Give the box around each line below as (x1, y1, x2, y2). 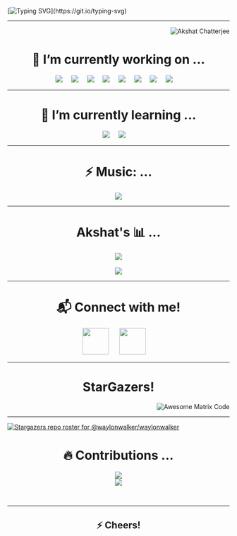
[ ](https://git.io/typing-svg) (7, 7, 127, 15)
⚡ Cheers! (96, 519, 141, 531)
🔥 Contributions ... (63, 447, 174, 463)
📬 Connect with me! (56, 299, 181, 315)
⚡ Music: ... (84, 164, 153, 180)
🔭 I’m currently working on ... (31, 51, 206, 68)
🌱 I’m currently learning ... (40, 107, 197, 123)
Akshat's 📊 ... (76, 224, 161, 240)
